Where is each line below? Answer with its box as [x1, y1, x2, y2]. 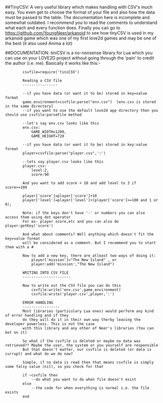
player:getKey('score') [5, 223, 54, 228]
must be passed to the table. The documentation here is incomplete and [5, 15, 150, 20]
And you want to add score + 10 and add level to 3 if [22, 181, 137, 185]
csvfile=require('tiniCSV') [22, 70, 80, 75]
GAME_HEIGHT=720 [31, 134, 64, 139]
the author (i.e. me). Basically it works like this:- [5, 60, 101, 66]
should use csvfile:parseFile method [5, 112, 82, 117]
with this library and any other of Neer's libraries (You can [22, 326, 154, 331]
